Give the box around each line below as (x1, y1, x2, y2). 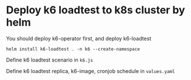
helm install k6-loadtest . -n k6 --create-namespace (6, 46, 141, 52)
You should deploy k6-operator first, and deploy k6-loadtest (6, 35, 152, 42)
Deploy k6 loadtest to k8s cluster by (6, 3, 186, 17)
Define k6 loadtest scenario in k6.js (6, 56, 93, 63)
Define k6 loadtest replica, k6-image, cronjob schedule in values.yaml (6, 67, 175, 74)
